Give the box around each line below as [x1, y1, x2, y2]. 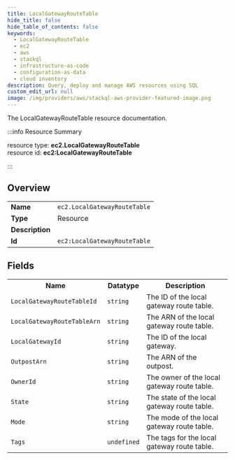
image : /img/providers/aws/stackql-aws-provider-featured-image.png [7, 95, 211, 102]
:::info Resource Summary [7, 127, 83, 136]
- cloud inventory [13, 75, 68, 82]
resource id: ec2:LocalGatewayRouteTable [7, 148, 133, 157]
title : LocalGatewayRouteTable [7, 10, 99, 17]
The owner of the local [146, 372, 220, 382]
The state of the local [146, 392, 216, 402]
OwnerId [10, 378, 36, 385]
